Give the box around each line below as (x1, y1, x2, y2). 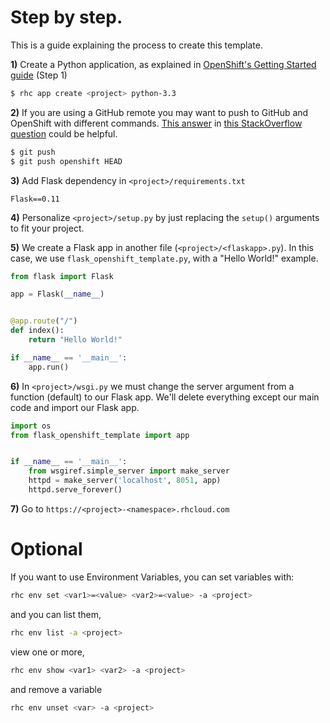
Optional (10, 538, 83, 561)
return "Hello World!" (28, 335, 123, 345)
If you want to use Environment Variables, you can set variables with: (10, 571, 295, 583)
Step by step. (10, 6, 123, 29)
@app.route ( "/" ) (10, 316, 78, 326)
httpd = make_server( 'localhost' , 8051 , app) (28, 476, 222, 486)
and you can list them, (10, 608, 102, 620)
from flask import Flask (10, 271, 114, 281)
